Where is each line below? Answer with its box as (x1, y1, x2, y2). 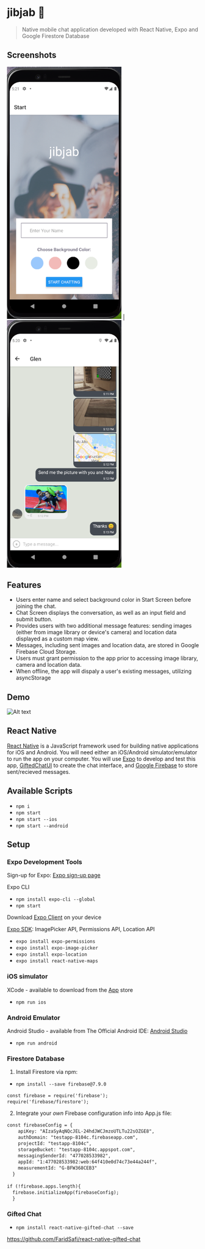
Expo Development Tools (7, 857, 82, 866)
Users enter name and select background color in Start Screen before (15, 596, 192, 604)
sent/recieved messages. (7, 768, 71, 775)
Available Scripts (7, 786, 73, 797)
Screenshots (7, 50, 57, 61)
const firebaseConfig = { (7, 1122, 73, 1128)
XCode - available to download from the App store (7, 986, 134, 994)
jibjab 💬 (7, 6, 45, 20)
